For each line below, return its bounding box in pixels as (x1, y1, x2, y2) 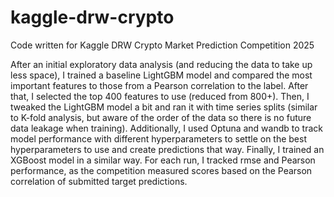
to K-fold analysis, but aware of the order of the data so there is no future (10, 111, 312, 123)
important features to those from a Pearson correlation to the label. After (10, 79, 309, 91)
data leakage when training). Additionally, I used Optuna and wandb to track (10, 122, 323, 134)
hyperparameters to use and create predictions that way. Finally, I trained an (10, 143, 325, 155)
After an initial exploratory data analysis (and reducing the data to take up (10, 58, 313, 70)
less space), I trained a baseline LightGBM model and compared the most (10, 69, 313, 81)
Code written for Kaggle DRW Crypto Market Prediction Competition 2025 (10, 39, 315, 51)
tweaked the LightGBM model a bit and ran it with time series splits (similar (10, 101, 318, 113)
